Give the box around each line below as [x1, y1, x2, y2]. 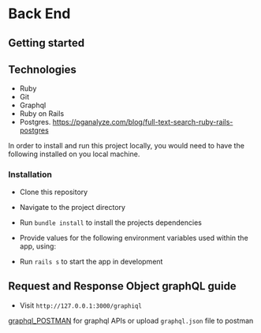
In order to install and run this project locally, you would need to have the [8, 141, 244, 151]
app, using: [19, 241, 57, 251]
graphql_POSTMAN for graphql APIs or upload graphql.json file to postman [8, 316, 254, 325]
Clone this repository [19, 187, 88, 196]
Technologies [8, 62, 77, 76]
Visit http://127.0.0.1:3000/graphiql [19, 301, 142, 310]
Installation [8, 169, 53, 180]
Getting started [8, 36, 85, 50]
